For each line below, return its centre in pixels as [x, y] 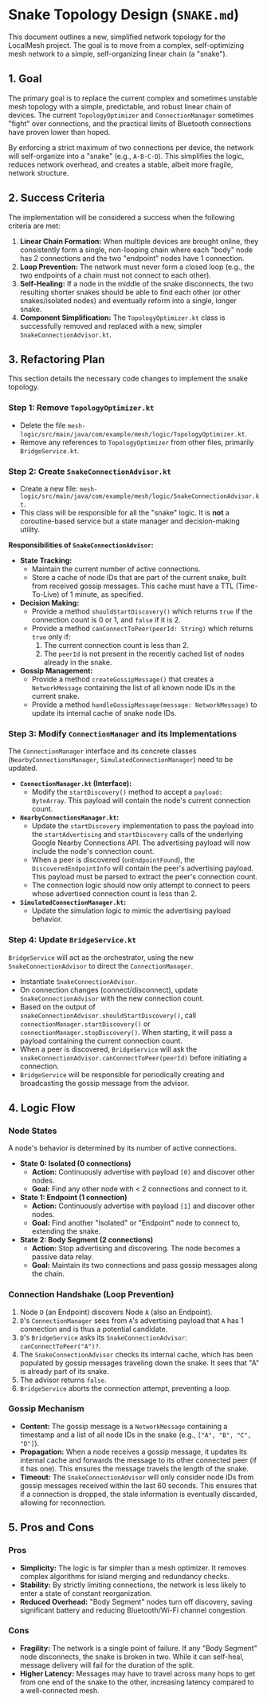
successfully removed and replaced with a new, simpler [111, 326]
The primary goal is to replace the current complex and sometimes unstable [133, 98]
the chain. [48, 1274]
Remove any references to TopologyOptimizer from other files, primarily [137, 442]
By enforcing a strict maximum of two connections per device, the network [131, 147]
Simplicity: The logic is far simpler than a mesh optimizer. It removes [133, 1568]
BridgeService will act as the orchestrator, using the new [101, 957]
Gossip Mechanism [47, 1408]
